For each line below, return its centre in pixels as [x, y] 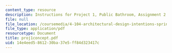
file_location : [21, 24]
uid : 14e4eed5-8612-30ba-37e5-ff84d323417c [52, 43]
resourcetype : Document [31, 33]
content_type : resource [31, 10]
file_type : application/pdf [35, 29]
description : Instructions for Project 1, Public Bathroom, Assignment [83, 15]
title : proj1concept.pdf [32, 38]
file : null [17, 19]
